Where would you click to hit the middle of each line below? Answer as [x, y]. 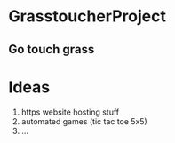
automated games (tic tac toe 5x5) [84, 121]
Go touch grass [52, 49]
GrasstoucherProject [87, 16]
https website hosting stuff [70, 112]
